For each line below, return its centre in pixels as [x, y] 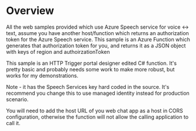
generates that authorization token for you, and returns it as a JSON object [96, 46]
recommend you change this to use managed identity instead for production [98, 93]
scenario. [17, 99]
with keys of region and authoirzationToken [58, 51]
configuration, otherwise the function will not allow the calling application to [97, 117]
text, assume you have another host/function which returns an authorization [97, 33]
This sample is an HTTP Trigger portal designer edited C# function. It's [92, 63]
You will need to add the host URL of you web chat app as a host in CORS [94, 111]
